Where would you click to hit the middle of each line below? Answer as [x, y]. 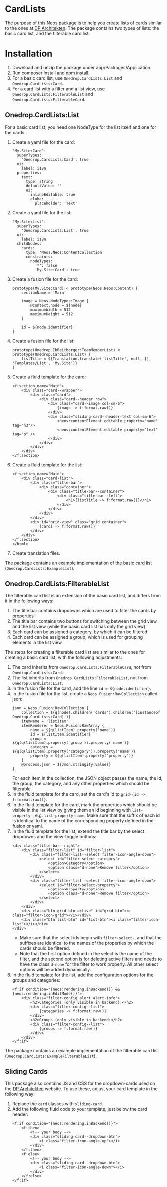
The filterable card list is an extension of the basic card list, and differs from [83, 595]
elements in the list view [37, 642]
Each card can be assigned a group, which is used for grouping [78, 637]
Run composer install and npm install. [51, 73]
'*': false [46, 265]
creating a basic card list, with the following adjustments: [64, 657]
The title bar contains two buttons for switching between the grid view [84, 621]
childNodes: [29, 243]
